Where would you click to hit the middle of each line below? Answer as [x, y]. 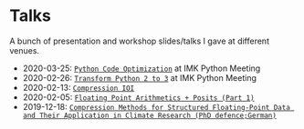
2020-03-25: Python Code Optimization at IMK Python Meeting [142, 68]
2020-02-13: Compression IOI [79, 87]
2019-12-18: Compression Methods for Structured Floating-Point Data [156, 106]
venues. [24, 50]
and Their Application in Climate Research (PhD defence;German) [149, 115]
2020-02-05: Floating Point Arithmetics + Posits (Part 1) [138, 97]
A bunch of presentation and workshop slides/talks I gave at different [139, 41]
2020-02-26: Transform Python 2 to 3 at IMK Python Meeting [140, 77]
